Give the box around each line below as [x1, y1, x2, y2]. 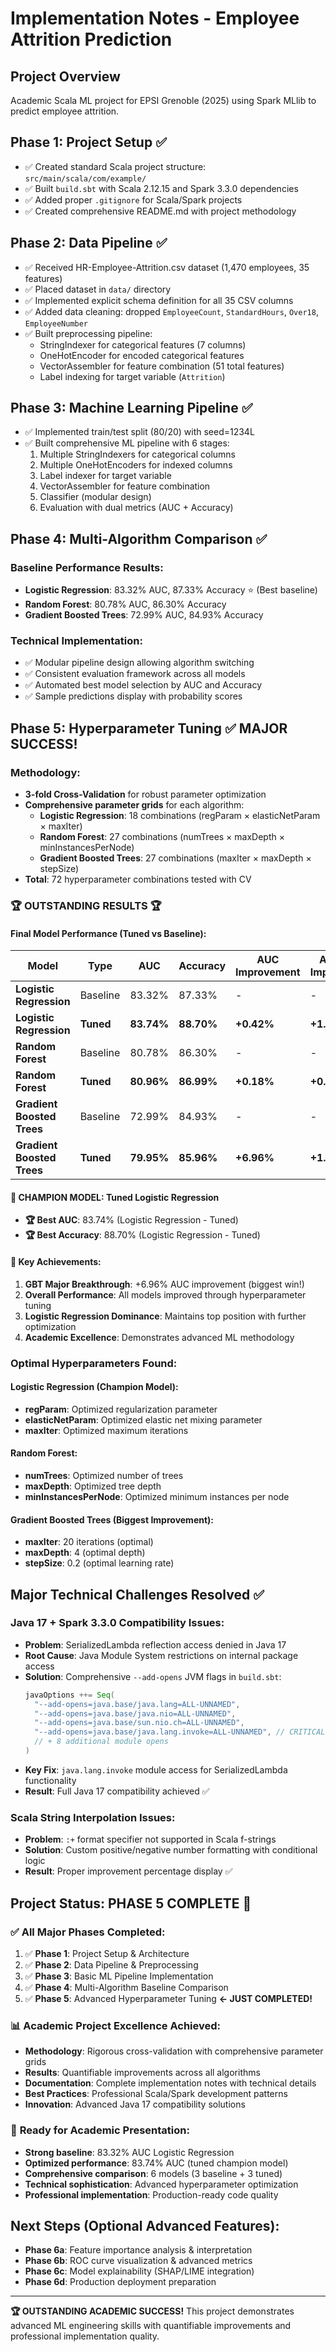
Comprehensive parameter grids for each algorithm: [24, 799, 245, 811]
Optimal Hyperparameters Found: [10, 1356, 178, 1370]
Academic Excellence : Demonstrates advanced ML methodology [24, 1331, 295, 1343]
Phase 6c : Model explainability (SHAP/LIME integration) [24, 2265, 255, 2277]
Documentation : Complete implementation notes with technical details [24, 2077, 317, 2089]
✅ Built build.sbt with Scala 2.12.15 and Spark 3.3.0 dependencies [24, 182, 299, 194]
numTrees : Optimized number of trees [24, 1469, 184, 1481]
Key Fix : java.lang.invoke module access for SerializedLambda [24, 1763, 288, 1776]
